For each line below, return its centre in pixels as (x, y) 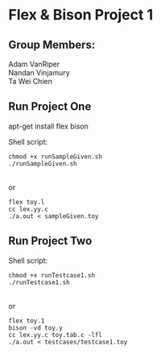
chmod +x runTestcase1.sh (52, 275)
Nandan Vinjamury (39, 73)
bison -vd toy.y (35, 328)
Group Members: (52, 45)
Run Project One (50, 107)
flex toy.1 (27, 321)
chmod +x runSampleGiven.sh (56, 156)
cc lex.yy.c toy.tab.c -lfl (56, 335)
